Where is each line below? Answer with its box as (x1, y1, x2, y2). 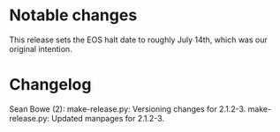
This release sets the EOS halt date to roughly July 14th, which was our (9, 34, 268, 45)
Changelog (9, 75, 92, 95)
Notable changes (9, 5, 138, 26)
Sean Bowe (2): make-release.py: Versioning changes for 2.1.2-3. (9, 103, 246, 114)
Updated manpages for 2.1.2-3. (51, 113, 165, 123)
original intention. (9, 43, 72, 54)
